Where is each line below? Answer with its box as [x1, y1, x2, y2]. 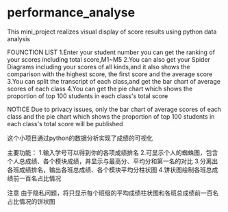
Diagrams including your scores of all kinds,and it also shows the [7, 62, 190, 71]
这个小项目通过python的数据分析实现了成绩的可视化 [7, 134, 153, 142]
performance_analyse [7, 5, 136, 21]
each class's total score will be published [7, 119, 123, 128]
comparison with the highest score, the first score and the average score [7, 70, 213, 78]
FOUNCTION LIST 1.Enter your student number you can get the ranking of [7, 48, 216, 56]
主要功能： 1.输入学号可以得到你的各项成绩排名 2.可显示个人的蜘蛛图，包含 [7, 148, 218, 156]
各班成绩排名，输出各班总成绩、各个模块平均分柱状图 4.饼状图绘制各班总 [7, 165, 212, 174]
